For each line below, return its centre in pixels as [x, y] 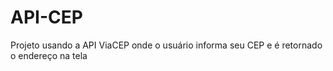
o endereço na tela [49, 55]
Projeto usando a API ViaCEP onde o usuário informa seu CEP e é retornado [166, 45]
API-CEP [46, 17]
